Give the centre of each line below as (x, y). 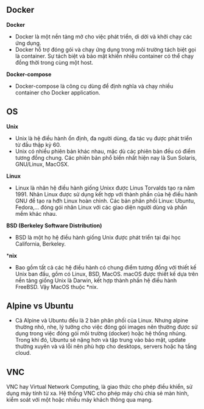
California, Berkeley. (40, 244)
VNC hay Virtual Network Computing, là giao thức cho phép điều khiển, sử (100, 387)
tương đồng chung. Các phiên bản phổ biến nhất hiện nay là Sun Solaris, (106, 157)
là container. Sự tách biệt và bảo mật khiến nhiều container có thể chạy (104, 56)
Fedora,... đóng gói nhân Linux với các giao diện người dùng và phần (101, 207)
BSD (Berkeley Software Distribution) (54, 226)
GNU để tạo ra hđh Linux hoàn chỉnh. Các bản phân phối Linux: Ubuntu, (105, 201)
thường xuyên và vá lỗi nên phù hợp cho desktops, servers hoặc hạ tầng (106, 346)
